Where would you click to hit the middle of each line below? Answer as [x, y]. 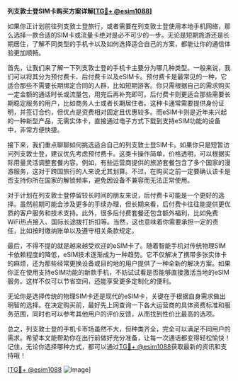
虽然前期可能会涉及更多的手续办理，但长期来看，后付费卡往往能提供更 [122, 204]
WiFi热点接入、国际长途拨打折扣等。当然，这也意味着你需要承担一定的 [110, 222]
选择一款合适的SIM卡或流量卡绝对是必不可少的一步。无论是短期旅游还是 [118, 35]
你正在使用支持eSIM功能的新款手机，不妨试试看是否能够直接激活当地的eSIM [119, 272]
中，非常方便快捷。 [35, 130]
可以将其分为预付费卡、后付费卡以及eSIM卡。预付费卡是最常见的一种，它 [120, 76]
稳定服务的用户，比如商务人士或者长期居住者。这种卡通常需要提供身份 [115, 103]
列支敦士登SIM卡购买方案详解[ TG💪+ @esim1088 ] [80, 11]
